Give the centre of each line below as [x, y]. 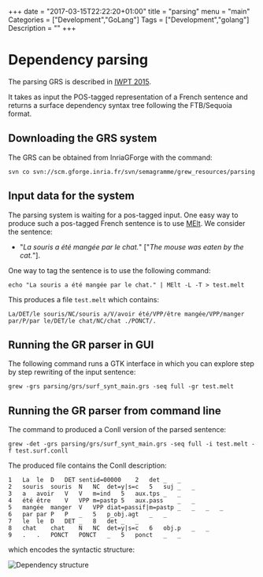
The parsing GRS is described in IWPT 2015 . [80, 81]
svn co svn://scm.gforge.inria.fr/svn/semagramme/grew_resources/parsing [132, 172]
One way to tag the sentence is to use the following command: [109, 270]
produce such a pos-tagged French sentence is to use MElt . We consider [127, 223]
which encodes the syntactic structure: [72, 549]
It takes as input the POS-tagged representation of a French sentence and [128, 97]
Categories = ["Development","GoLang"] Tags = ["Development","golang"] [129, 20]
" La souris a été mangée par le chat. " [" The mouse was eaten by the [131, 246]
